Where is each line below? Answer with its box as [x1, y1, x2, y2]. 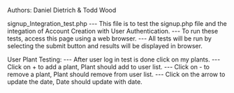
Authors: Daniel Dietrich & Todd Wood [7, 6, 117, 14]
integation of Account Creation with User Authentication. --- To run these [7, 27, 219, 35]
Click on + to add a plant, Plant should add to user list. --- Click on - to [7, 63, 210, 71]
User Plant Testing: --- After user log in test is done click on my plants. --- [7, 55, 221, 64]
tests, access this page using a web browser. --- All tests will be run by [7, 34, 212, 43]
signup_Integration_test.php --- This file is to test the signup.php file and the [7, 20, 227, 27]
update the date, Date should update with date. [7, 78, 143, 86]
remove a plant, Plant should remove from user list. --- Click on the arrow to [7, 70, 226, 78]
